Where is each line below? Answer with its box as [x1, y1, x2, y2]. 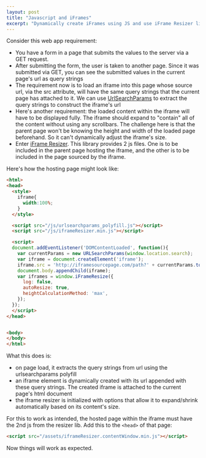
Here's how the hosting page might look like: [6, 165, 120, 172]
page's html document [15, 390, 72, 397]
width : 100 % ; [22, 200, 53, 206]
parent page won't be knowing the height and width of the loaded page [15, 127, 196, 135]
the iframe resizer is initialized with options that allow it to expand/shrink [15, 397, 198, 404]
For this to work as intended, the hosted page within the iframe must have [6, 415, 193, 422]
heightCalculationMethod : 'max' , [22, 291, 109, 297]
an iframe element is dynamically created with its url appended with [15, 377, 187, 384]
